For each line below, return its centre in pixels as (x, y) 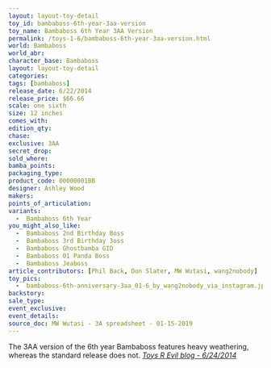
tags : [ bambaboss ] (39, 83)
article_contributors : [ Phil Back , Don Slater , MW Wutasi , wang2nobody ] (133, 271)
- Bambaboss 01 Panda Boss (63, 256)
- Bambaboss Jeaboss (52, 263)
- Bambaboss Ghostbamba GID (65, 249)
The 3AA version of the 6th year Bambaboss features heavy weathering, (129, 346)
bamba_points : (32, 166)
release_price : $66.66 (46, 98)
